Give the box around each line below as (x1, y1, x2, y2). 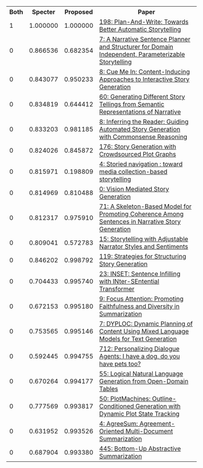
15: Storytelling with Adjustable (99, 235, 188, 243)
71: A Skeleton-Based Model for (99, 202, 192, 211)
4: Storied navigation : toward (99, 160, 183, 168)
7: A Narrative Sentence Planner (99, 35, 191, 43)
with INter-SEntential (99, 277, 159, 285)
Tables (99, 384, 118, 393)
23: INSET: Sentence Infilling (99, 269, 181, 278)
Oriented (99, 427, 124, 435)
